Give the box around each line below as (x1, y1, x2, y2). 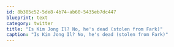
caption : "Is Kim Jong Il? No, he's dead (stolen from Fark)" (6, 32, 168, 38)
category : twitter (6, 20, 53, 26)
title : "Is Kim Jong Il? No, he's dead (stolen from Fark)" (6, 26, 164, 32)
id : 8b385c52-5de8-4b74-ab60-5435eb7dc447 (6, 9, 116, 15)
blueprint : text (6, 15, 48, 21)
